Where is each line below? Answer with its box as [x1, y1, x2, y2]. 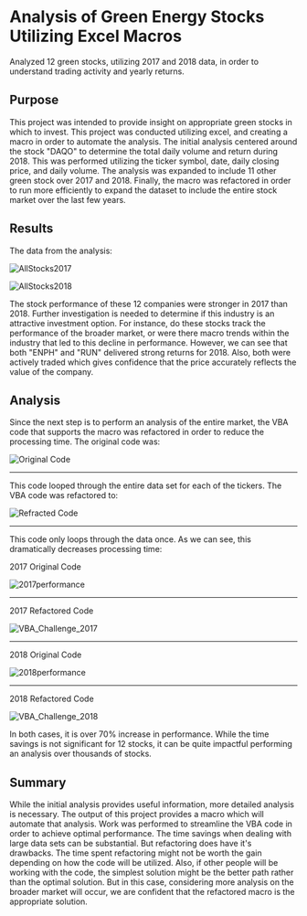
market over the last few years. [9, 194, 126, 205]
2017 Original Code [9, 561, 82, 572]
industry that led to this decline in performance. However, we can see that [9, 336, 288, 348]
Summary [9, 774, 67, 790]
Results [9, 221, 54, 237]
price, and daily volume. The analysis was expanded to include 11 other [9, 165, 277, 176]
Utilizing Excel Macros [9, 26, 183, 47]
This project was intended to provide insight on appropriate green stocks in [9, 116, 292, 127]
